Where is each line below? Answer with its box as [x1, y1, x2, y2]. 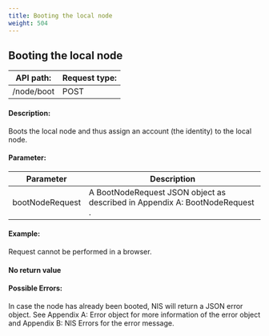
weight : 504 [8, 19, 48, 27]
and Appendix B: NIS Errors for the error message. [8, 318, 175, 328]
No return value [8, 265, 62, 274]
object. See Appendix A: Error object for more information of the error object [8, 310, 261, 319]
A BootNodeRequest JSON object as [88, 186, 227, 198]
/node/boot [12, 86, 54, 97]
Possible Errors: [8, 283, 62, 293]
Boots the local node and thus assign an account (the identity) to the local [8, 126, 252, 136]
